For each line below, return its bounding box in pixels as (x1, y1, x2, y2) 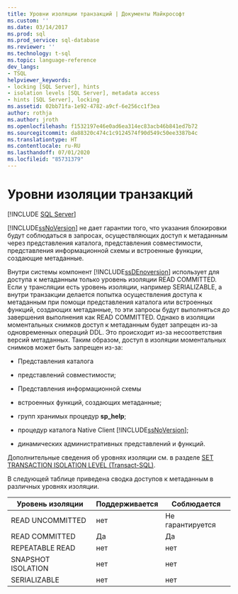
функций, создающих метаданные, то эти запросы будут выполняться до (7, 305, 230, 313)
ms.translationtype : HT (7, 136, 78, 143)
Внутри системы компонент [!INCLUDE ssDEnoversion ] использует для (7, 267, 220, 276)
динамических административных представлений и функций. (17, 439, 205, 448)
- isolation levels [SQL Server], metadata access (7, 90, 160, 97)
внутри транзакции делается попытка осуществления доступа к (7, 290, 203, 298)
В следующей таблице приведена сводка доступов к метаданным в (7, 474, 214, 483)
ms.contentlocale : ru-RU (7, 143, 81, 150)
